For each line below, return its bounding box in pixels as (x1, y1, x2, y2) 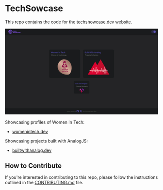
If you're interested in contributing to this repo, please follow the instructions (5, 174, 158, 180)
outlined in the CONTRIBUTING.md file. (5, 180, 83, 186)
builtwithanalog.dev (12, 147, 52, 153)
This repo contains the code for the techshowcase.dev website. (5, 19, 132, 25)
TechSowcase (5, 3, 63, 14)
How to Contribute (5, 161, 62, 170)
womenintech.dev (12, 129, 48, 135)
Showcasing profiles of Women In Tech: (5, 119, 85, 125)
